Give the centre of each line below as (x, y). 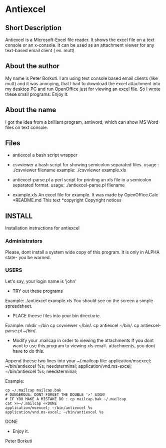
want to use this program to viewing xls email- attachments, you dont (84, 346)
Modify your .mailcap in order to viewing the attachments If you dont (83, 340)
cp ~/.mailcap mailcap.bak (33, 390)
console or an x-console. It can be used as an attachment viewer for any (80, 45)
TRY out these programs (38, 291)
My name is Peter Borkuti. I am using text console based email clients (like (81, 78)
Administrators (24, 241)
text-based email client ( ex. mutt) (40, 50)
